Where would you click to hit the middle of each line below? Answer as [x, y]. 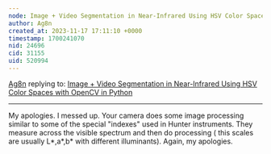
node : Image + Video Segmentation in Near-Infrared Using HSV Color [126, 16]
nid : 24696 [27, 46]
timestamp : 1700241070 [46, 38]
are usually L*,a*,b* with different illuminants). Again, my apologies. [121, 141]
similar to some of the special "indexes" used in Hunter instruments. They [131, 124]
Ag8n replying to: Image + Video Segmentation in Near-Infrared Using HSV [133, 83]
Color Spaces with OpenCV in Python [71, 92]
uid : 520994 [28, 61]
